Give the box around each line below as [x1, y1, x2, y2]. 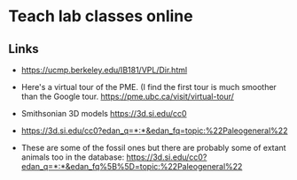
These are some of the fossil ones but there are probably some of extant [20, 143, 286, 153]
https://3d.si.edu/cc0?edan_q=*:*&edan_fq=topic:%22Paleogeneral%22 [20, 125, 288, 136]
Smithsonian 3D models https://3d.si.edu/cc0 [20, 109, 187, 118]
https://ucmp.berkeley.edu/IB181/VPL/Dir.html [20, 64, 188, 75]
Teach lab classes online [8, 6, 193, 26]
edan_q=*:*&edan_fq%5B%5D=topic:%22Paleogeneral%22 [20, 161, 243, 171]
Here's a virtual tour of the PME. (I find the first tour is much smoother [20, 82, 277, 92]
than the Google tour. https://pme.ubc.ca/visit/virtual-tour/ [20, 91, 234, 101]
